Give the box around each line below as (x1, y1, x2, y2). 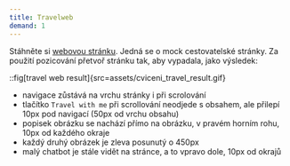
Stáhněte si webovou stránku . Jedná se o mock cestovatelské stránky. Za (9, 45, 278, 56)
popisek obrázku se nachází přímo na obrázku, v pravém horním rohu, (21, 117, 280, 129)
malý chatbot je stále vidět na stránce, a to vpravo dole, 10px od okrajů (21, 146, 282, 156)
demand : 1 (9, 21, 46, 30)
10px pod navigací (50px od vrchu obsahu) (21, 108, 180, 119)
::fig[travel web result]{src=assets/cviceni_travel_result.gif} (9, 72, 227, 83)
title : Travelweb (9, 12, 74, 22)
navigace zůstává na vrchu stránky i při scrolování (21, 90, 206, 100)
